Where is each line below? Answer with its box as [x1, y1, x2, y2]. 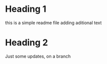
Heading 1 [5, 3, 47, 15]
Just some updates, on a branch [5, 53, 71, 59]
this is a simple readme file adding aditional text [5, 20, 102, 26]
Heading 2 [5, 37, 48, 48]
